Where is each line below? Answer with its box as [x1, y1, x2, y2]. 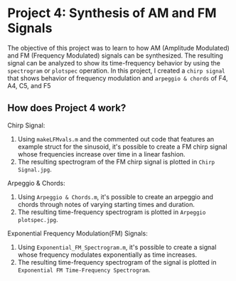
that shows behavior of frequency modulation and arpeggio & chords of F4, [7, 73, 229, 83]
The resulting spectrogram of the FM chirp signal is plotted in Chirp [17, 157, 215, 166]
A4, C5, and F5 [7, 81, 51, 90]
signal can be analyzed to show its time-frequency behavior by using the [7, 58, 220, 67]
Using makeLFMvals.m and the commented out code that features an [17, 134, 215, 143]
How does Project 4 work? [7, 102, 127, 115]
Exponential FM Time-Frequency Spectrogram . [17, 265, 151, 274]
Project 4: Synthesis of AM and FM [7, 5, 217, 21]
